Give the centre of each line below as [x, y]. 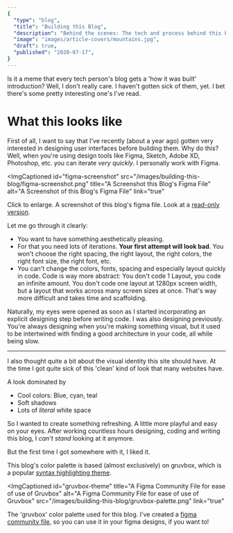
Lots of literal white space [54, 410]
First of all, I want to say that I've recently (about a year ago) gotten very [110, 140]
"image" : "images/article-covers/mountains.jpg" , [86, 40]
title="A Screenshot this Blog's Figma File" [150, 183]
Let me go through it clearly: [48, 225]
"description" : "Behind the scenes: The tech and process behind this [118, 33]
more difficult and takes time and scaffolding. [82, 298]
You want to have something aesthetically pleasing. [90, 239]
